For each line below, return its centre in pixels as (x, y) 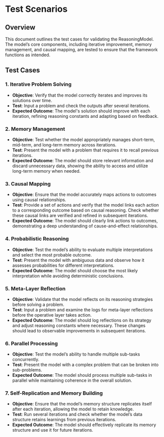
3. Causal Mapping (28, 183)
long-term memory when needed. (46, 171)
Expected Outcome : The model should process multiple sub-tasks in (82, 375)
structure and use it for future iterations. (53, 430)
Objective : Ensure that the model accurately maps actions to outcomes (84, 195)
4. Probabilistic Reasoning (37, 239)
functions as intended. (28, 55)
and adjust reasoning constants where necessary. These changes (79, 325)
